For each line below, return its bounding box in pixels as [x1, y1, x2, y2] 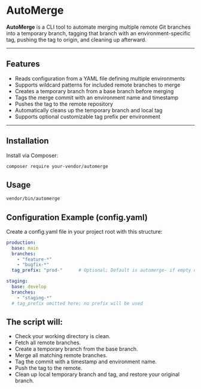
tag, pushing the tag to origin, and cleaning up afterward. [6, 36, 147, 43]
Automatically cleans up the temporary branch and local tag [14, 106, 163, 114]
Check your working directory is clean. [14, 333, 111, 340]
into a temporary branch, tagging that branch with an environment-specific [6, 29, 191, 36]
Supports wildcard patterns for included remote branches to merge [14, 81, 181, 88]
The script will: [6, 317, 63, 327]
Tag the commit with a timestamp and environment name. [14, 358, 157, 365]
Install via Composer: [6, 152, 59, 159]
